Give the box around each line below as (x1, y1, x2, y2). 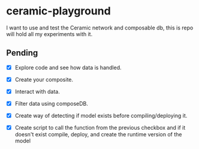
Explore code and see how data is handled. (14, 64, 122, 71)
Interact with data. (14, 88, 60, 95)
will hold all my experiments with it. (6, 30, 93, 37)
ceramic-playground (6, 4, 111, 18)
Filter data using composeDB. (14, 100, 89, 107)
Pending (6, 48, 38, 58)
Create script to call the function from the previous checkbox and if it (14, 124, 186, 132)
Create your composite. (14, 76, 74, 83)
